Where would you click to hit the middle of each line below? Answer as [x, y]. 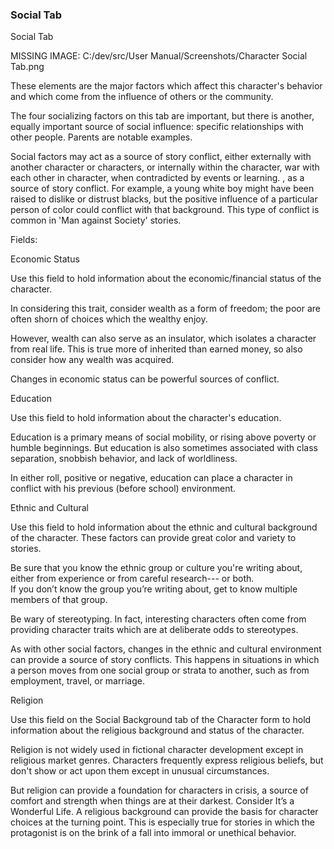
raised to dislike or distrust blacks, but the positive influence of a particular [164, 199]
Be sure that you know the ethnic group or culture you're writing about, [156, 568]
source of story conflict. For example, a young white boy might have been [162, 189]
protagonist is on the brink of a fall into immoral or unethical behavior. [153, 833]
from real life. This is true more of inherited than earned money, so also [156, 349]
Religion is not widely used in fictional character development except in [157, 750]
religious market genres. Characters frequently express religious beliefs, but [167, 760]
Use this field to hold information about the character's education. [146, 418]
